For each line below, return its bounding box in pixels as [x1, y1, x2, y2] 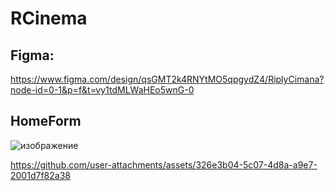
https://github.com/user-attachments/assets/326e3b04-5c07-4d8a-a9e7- [10, 158, 318, 171]
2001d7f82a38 [10, 169, 71, 181]
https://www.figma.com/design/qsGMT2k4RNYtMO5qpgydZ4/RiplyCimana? [10, 73, 325, 85]
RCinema [10, 7, 88, 30]
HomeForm [10, 113, 82, 130]
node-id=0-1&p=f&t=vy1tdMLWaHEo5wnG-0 [10, 84, 195, 96]
